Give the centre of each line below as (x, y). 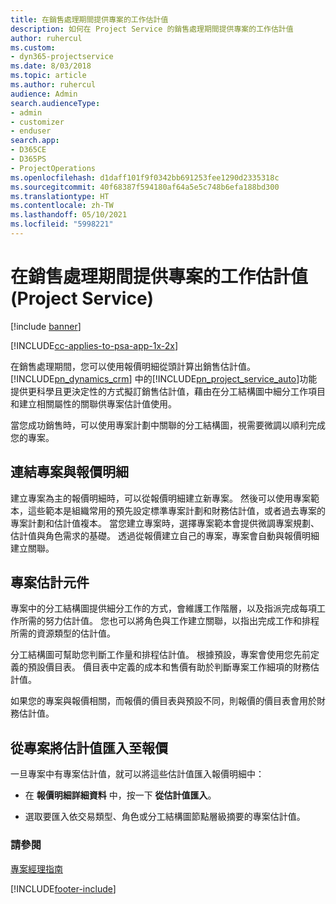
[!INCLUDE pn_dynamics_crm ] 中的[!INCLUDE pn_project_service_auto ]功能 (164, 378)
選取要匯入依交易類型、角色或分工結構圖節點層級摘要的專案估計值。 (165, 817)
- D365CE (28, 150)
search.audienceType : (55, 103)
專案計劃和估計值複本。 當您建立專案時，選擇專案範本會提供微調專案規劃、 (165, 523)
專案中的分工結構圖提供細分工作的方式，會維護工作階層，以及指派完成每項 (163, 608)
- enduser (31, 131)
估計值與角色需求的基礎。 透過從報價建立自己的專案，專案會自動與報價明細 (165, 535)
